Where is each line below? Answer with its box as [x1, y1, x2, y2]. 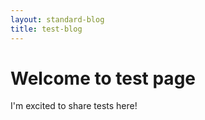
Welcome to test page [10, 67, 196, 90]
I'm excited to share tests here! [10, 100, 138, 112]
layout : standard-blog [10, 14, 105, 25]
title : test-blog [10, 24, 83, 34]
